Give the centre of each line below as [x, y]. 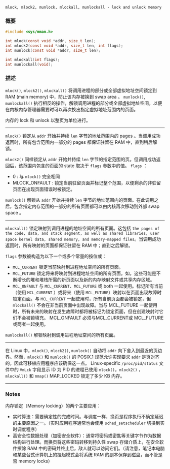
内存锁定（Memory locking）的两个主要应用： [53, 406]
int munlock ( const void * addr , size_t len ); [53, 50]
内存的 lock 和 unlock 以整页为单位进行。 [48, 120]
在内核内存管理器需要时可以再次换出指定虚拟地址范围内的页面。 [72, 109]
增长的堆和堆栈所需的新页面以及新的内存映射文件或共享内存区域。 [86, 279]
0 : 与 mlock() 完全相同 [36, 176]
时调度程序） [26, 429]
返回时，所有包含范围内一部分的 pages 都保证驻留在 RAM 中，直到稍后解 [81, 142]
